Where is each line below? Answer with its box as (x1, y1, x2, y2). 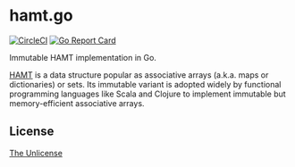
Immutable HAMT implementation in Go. (9, 52, 156, 63)
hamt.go (9, 5, 73, 26)
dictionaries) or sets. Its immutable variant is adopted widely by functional (9, 79, 282, 89)
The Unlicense (9, 147, 63, 158)
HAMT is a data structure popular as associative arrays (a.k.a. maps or (9, 69, 269, 80)
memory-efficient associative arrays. (9, 97, 145, 108)
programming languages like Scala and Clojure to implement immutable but (9, 88, 286, 99)
